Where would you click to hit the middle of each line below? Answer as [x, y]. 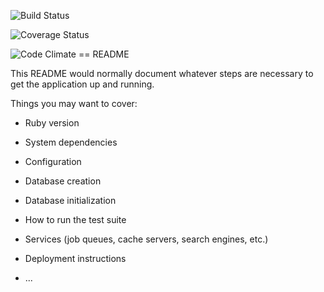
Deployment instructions [75, 258]
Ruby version [52, 123]
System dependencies [71, 142]
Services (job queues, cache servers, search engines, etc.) [146, 239]
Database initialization [70, 200]
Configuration [53, 161]
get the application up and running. [82, 84]
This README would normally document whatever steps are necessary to [162, 73]
